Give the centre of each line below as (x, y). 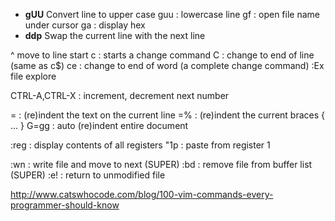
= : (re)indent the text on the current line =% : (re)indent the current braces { (167, 115)
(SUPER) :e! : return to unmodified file (88, 175)
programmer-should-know (65, 205)
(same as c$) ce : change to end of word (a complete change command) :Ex (167, 65)
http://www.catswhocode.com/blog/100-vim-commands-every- (142, 194)
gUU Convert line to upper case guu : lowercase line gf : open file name (172, 14)
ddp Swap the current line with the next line (115, 35)
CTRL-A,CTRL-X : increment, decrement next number (120, 95)
